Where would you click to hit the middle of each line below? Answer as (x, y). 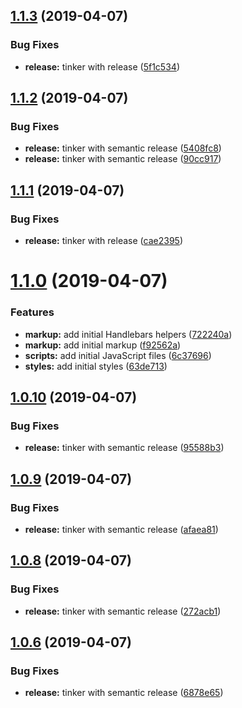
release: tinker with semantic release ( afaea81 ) (121, 529)
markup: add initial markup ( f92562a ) (103, 345)
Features (32, 312)
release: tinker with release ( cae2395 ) (103, 241)
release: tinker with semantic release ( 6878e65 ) (124, 693)
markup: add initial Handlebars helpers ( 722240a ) (128, 334)
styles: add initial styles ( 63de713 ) (96, 366)
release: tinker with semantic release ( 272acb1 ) (123, 611)
